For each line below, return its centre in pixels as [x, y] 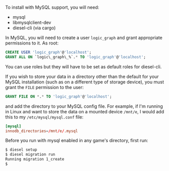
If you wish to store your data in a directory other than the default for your [82, 76]
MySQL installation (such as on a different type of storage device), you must [85, 82]
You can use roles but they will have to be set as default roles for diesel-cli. [83, 67]
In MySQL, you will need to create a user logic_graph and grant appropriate [84, 38]
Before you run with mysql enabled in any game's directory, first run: [77, 141]
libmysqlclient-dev [32, 23]
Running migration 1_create [35, 159]
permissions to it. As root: [32, 43]
